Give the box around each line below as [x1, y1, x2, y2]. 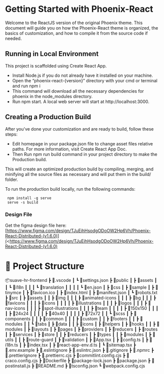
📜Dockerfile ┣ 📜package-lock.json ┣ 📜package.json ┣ [42, 357, 151, 363]
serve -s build [7, 200, 38, 205]
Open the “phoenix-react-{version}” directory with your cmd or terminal [12, 77, 158, 83]
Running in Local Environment [5, 50, 99, 58]
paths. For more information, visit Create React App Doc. [12, 146, 127, 152]
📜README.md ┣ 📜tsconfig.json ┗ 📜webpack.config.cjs [35, 363, 145, 369]
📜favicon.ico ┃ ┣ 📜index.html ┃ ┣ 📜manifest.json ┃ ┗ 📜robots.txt [29, 289, 158, 295]
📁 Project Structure [5, 261, 84, 272]
